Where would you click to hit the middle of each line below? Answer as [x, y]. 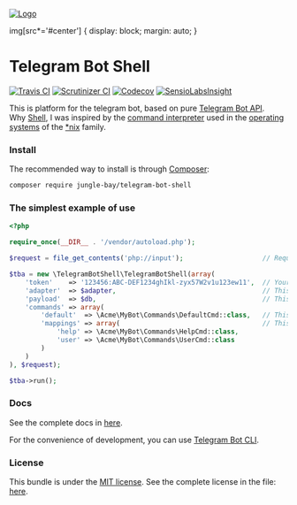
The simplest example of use [72, 208]
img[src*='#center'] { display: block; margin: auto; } [103, 31]
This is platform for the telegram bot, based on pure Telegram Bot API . [137, 108]
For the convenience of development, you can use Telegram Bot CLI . [134, 440]
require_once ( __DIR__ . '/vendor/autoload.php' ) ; [103, 242]
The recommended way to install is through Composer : [110, 169]
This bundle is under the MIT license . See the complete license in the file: [143, 482]
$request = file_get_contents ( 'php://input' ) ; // [140, 258]
